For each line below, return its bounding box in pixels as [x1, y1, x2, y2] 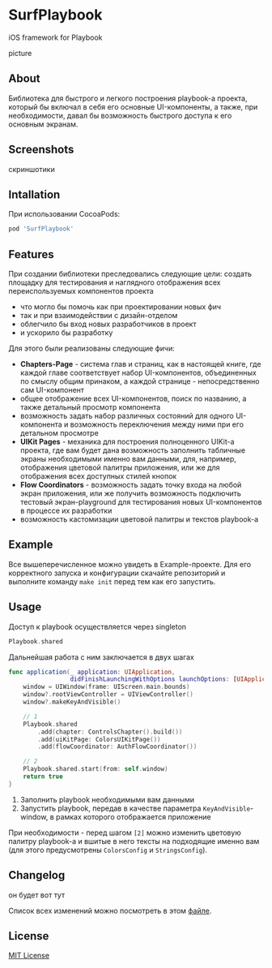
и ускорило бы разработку [19, 328, 113, 338]
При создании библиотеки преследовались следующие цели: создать [8, 269, 253, 279]
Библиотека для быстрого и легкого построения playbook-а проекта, [8, 93, 248, 103]
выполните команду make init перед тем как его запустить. [8, 576, 216, 586]
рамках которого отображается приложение [55, 811, 212, 821]
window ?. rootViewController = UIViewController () [23, 691, 194, 699]
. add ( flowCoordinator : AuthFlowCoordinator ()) [37, 742, 198, 751]
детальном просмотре [19, 428, 99, 438]
